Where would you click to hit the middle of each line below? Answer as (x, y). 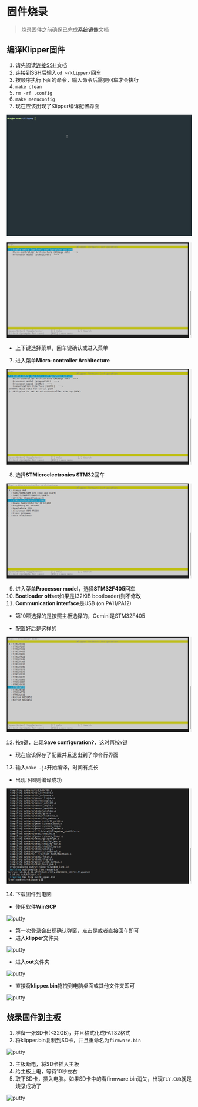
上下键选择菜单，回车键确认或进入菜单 (61, 348)
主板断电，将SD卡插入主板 (47, 1064)
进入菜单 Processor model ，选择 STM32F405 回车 (75, 589)
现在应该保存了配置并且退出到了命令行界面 (67, 755)
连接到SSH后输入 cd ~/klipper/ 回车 (58, 72)
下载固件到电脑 (33, 894)
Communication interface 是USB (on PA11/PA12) (73, 603)
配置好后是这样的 (36, 628)
